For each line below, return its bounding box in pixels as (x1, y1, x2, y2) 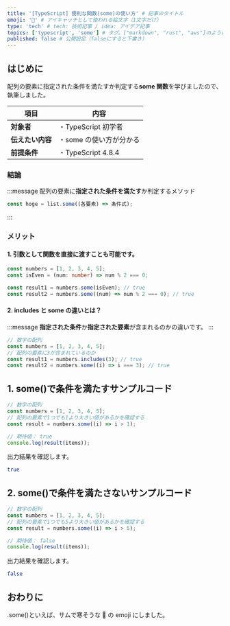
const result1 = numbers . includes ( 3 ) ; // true (7, 356, 142, 362)
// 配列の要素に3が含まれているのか (7, 349, 96, 356)
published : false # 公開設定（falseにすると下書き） (7, 36, 147, 43)
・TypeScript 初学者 (58, 121, 123, 131)
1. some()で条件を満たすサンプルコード (7, 382, 172, 395)
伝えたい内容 (10, 135, 53, 144)
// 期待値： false (7, 537, 55, 544)
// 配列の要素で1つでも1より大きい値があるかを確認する (7, 414, 145, 421)
